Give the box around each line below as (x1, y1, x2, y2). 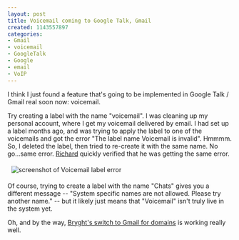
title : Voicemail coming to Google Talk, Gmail (7, 17, 152, 24)
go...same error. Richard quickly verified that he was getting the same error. (7, 149, 230, 158)
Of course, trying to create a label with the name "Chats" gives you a (7, 181, 210, 190)
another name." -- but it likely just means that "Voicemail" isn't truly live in (7, 196, 225, 205)
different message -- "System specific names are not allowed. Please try (7, 189, 221, 197)
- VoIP (7, 70, 27, 77)
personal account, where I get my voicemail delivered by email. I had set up (7, 119, 230, 127)
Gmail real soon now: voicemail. (7, 97, 101, 106)
